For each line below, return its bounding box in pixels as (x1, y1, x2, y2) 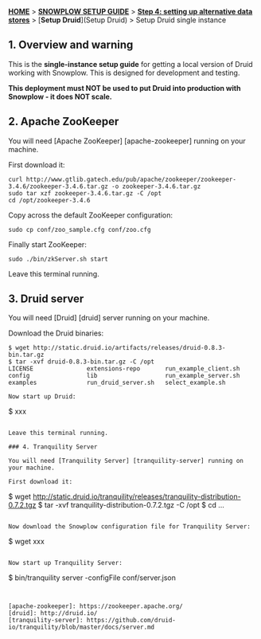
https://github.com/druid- (86, 617, 177, 625)
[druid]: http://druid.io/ (8, 610, 98, 617)
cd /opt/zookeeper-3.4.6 (8, 196, 91, 204)
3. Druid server (8, 292, 84, 306)
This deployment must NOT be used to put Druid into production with (8, 83, 241, 92)
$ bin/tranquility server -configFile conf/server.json (8, 573, 177, 582)
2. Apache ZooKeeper (8, 115, 119, 128)
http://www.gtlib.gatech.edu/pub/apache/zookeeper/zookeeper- (25, 175, 237, 183)
